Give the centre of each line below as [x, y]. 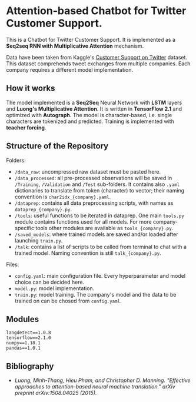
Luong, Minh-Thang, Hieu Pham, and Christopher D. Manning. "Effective [102, 380]
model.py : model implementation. [54, 288]
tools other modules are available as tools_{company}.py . [104, 228]
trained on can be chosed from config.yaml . [68, 301]
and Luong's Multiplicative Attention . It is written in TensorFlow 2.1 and [94, 109]
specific [24, 228]
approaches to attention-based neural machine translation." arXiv [95, 387]
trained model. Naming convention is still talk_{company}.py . [88, 253]
